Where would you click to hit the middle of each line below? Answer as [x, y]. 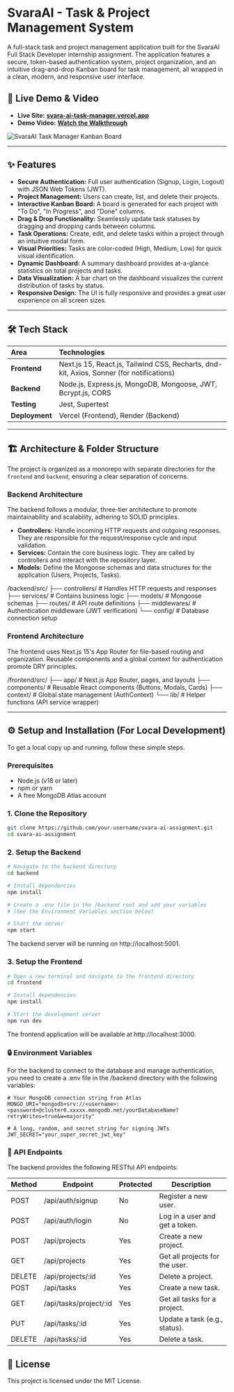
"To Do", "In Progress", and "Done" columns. [81, 211]
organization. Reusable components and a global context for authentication [115, 659]
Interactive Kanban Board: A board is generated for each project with [118, 204]
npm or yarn [35, 788]
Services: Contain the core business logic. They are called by [106, 553]
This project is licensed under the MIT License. [75, 1381]
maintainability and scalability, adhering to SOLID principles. [93, 517]
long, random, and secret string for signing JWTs [95, 1129]
